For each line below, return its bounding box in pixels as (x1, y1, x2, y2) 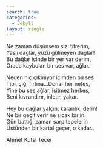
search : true (6, 9, 39, 15)
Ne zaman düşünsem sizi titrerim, (6, 43, 90, 50)
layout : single (6, 26, 45, 32)
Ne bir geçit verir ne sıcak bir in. (6, 111, 86, 119)
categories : (6, 15, 36, 21)
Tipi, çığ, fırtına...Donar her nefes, (6, 80, 90, 88)
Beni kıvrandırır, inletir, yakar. (6, 93, 79, 100)
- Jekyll (12, 20, 34, 26)
